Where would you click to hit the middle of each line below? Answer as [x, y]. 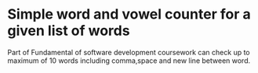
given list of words [69, 31]
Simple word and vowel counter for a [129, 14]
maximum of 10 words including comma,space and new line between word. [129, 61]
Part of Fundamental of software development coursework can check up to [129, 52]
